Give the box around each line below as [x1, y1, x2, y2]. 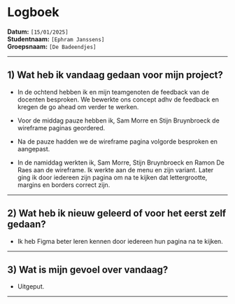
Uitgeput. [17, 282, 45, 291]
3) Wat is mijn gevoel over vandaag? [7, 263, 169, 275]
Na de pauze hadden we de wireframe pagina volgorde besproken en [17, 137, 218, 146]
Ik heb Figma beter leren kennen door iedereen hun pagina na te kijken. [17, 237, 224, 245]
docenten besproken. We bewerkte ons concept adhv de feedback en [17, 95, 219, 104]
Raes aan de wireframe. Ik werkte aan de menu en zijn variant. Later [17, 165, 214, 174]
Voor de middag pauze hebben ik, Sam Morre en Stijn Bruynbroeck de [17, 116, 220, 125]
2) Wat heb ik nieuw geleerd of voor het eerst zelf [7, 207, 227, 219]
